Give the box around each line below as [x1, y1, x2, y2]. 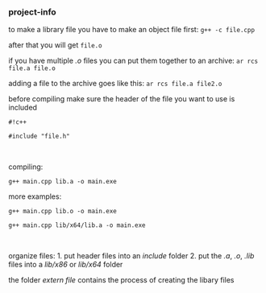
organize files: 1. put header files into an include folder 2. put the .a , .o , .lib [8, 251, 255, 261]
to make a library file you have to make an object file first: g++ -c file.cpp [8, 25, 256, 35]
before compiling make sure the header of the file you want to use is [8, 94, 235, 104]
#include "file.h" [8, 132, 70, 141]
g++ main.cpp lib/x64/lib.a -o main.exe [8, 221, 147, 229]
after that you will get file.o [8, 40, 102, 50]
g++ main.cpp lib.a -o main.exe [8, 178, 117, 186]
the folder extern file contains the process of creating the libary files [8, 275, 235, 285]
